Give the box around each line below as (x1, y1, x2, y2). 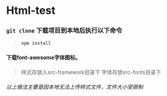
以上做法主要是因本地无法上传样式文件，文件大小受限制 (6, 83, 143, 91)
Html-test (6, 4, 56, 18)
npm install (20, 40, 51, 46)
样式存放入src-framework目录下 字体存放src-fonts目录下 (20, 68, 161, 75)
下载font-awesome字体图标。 (6, 54, 81, 61)
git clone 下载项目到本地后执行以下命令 (6, 27, 123, 35)
